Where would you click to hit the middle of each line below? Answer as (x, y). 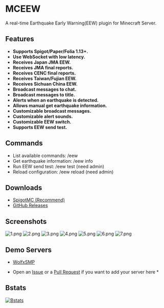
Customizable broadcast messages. (52, 111)
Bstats (16, 288)
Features (20, 39)
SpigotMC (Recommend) (39, 200)
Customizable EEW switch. (42, 122)
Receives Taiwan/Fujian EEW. (44, 78)
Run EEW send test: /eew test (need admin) (58, 166)
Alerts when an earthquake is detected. (55, 100)
